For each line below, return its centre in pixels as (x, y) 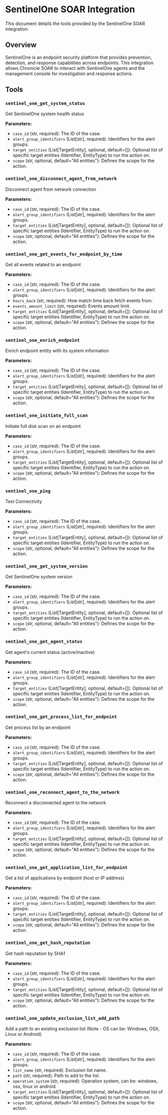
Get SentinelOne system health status (45, 114)
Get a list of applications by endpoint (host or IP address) (65, 878)
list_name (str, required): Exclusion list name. (60, 1070)
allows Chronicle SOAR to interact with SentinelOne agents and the (75, 68)
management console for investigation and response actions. (69, 73)
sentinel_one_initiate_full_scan (46, 416)
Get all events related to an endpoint (43, 265)
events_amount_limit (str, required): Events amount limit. (72, 306)
